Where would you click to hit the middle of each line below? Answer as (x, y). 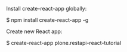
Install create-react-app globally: (47, 9)
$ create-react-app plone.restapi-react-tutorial (64, 43)
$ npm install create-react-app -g (47, 20)
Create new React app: (34, 31)
